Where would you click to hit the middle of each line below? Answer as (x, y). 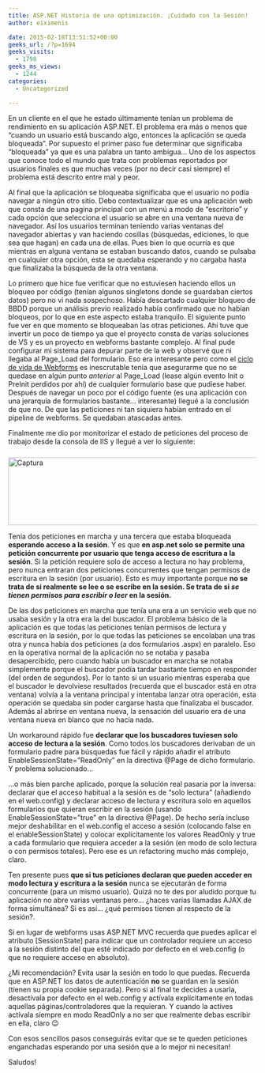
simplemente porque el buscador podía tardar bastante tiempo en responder (132, 669)
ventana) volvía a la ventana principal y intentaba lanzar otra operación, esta (132, 694)
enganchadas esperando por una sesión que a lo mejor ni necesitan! (119, 1047)
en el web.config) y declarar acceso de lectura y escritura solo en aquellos (130, 800)
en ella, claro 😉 (34, 1023)
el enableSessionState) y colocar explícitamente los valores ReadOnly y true (132, 834)
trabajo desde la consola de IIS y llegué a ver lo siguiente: (102, 441)
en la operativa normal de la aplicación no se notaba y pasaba (109, 652)
